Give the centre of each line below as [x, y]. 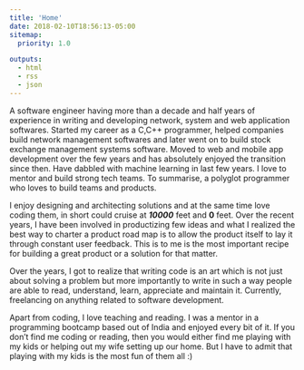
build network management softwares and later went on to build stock [140, 139]
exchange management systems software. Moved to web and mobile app [147, 149]
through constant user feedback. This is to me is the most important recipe [149, 243]
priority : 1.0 [44, 43]
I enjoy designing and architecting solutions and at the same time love [140, 205]
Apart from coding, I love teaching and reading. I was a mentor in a [134, 317]
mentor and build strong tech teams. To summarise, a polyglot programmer [150, 178]
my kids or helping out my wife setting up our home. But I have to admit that [151, 346]
